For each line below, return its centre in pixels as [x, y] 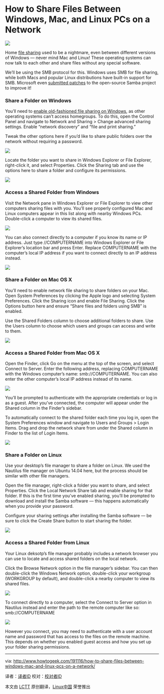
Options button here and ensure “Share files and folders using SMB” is [76, 306]
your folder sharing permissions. [38, 647]
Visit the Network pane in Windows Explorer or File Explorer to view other [79, 203]
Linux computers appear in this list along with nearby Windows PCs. [74, 213]
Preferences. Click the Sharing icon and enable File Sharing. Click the [75, 301]
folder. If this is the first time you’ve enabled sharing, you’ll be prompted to [80, 496]
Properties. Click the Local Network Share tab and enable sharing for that [79, 491]
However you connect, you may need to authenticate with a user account [79, 631]
